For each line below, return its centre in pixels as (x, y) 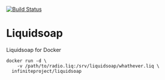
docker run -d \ (26, 61)
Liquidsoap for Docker (34, 50)
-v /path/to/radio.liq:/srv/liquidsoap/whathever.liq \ (88, 66)
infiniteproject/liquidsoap (47, 71)
